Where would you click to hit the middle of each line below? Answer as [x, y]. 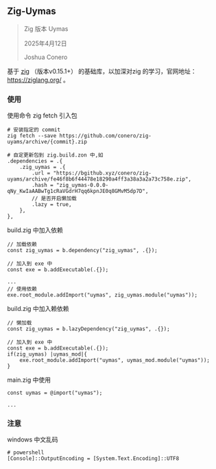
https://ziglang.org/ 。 [38, 80]
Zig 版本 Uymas [46, 28]
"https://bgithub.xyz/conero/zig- [103, 173]
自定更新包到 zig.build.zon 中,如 [58, 155]
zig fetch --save [32, 136]
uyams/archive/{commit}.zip [47, 142]
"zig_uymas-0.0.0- [82, 185]
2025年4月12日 [45, 43]
